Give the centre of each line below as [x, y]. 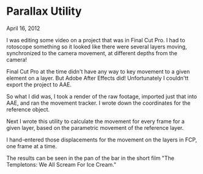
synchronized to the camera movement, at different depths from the [92, 53]
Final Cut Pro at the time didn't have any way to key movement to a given [98, 71]
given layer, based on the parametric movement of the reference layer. [95, 127]
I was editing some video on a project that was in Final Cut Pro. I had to [96, 40]
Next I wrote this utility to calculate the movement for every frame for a [95, 121]
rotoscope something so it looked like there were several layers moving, [97, 47]
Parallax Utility [44, 11]
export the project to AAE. [39, 85]
